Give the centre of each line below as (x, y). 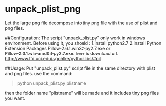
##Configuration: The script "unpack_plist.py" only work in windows (75, 38)
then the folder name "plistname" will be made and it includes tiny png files (82, 93)
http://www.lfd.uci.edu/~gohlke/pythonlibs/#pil (53, 58)
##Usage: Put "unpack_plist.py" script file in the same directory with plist (80, 68)
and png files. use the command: (39, 73)
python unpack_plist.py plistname (52, 83)
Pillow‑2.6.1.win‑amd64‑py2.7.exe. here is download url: (62, 53)
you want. (15, 98)
